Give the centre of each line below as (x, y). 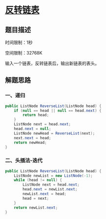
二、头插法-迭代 (24, 161)
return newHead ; (31, 142)
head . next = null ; (32, 129)
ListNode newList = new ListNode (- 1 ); (53, 176)
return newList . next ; (36, 207)
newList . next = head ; (45, 194)
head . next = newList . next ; (50, 190)
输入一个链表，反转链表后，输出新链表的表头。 (52, 63)
